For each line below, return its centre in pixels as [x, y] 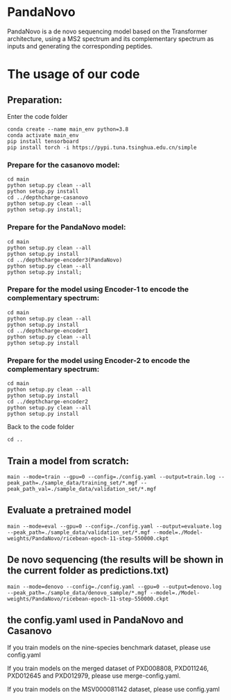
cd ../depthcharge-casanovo [48, 198]
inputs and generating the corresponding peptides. [80, 46]
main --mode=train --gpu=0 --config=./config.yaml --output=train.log [111, 477]
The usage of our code [74, 74]
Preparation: [35, 100]
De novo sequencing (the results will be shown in [115, 560]
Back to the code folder [41, 427]
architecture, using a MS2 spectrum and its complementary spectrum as [111, 38]
